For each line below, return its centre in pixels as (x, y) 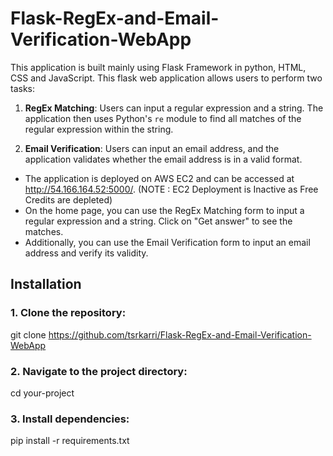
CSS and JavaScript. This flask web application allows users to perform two (166, 78)
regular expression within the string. (99, 129)
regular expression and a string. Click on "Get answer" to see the (158, 221)
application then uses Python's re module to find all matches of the (163, 118)
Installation (46, 284)
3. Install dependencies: (70, 419)
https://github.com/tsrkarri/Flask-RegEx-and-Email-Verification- (180, 334)
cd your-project (42, 393)
